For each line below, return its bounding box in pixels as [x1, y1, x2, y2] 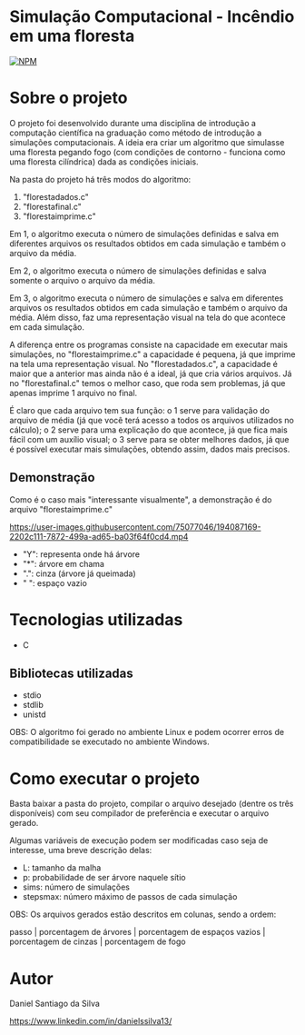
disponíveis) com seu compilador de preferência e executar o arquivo [9, 808, 270, 819]
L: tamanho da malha [22, 862, 102, 873]
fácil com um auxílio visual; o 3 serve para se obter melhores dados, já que [9, 433, 290, 444]
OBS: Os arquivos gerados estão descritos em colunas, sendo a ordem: [9, 909, 277, 920]
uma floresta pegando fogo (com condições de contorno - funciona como [9, 146, 286, 157]
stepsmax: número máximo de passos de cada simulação [22, 891, 238, 902]
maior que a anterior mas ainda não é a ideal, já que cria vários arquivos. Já [9, 368, 292, 379]
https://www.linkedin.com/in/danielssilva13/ [9, 1016, 172, 1027]
